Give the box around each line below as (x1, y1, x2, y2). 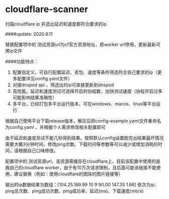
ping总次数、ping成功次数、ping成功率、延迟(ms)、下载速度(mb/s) (5, 188, 144, 194)
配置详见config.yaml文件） (17, 75, 72, 81)
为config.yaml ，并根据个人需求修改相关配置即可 (5, 124, 106, 130)
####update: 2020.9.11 (5, 31, 53, 37)
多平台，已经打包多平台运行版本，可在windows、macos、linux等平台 (12, 101, 156, 107)
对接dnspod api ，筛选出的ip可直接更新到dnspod (12, 82, 114, 88)
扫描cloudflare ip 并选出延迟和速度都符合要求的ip (5, 21, 107, 27)
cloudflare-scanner (5, 4, 89, 15)
